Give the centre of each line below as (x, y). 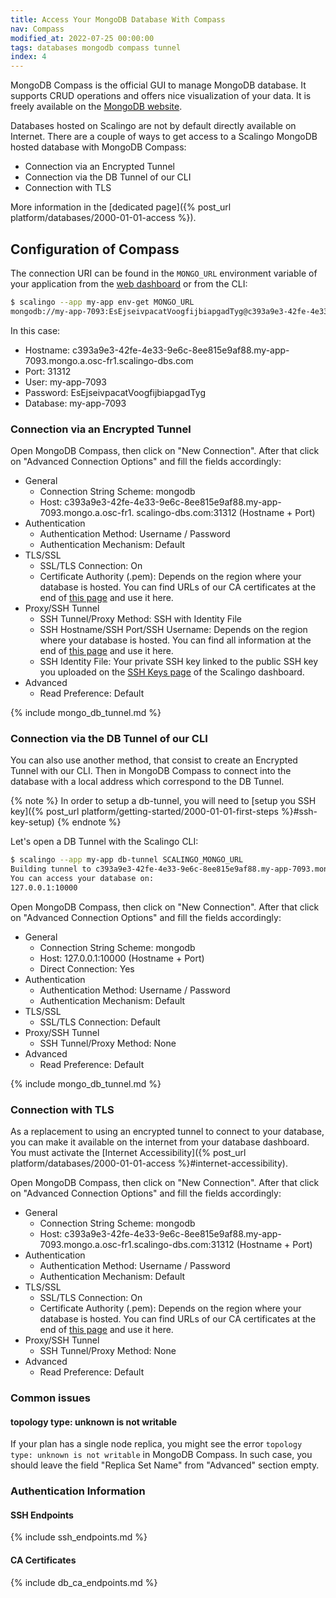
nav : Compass (37, 29)
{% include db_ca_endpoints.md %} (84, 1582)
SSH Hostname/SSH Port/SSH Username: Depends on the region (173, 629)
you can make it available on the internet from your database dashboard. (160, 1142)
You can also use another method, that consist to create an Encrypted (154, 760)
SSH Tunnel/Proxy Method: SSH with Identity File (140, 618)
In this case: (35, 330)
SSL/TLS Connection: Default (100, 1022)
